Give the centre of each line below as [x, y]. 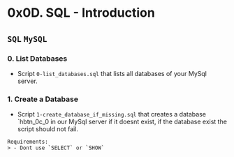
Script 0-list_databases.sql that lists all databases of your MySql [112, 73]
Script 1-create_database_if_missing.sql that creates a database [111, 114]
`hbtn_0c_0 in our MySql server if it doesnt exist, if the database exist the [122, 122]
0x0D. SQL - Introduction [81, 13]
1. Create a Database [43, 99]
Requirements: [28, 142]
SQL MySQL [27, 39]
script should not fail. [48, 129]
